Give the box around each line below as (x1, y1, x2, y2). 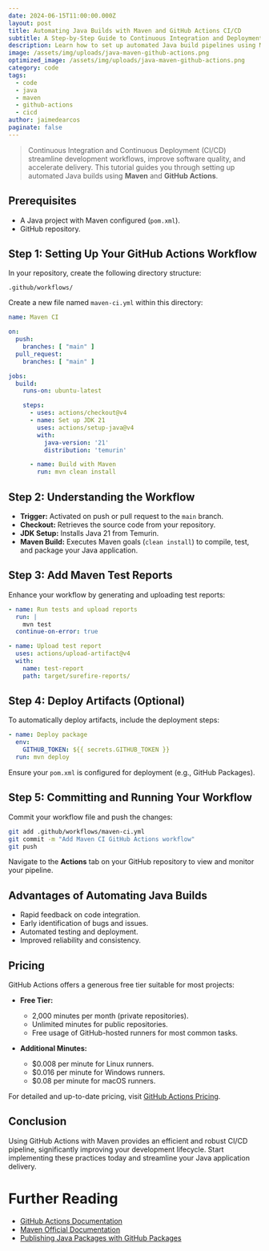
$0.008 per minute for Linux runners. (31, 1059, 155, 1068)
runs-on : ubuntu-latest (22, 387, 102, 395)
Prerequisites (8, 194, 77, 208)
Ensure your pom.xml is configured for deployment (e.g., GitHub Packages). (8, 767, 255, 777)
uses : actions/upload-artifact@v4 (15, 650, 130, 658)
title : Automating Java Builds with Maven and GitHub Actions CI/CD (8, 26, 242, 34)
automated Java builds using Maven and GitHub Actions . (27, 171, 219, 180)
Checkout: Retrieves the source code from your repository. (19, 520, 216, 529)
